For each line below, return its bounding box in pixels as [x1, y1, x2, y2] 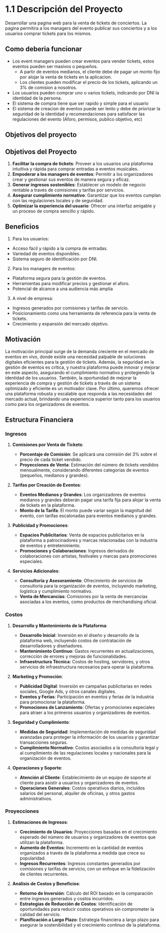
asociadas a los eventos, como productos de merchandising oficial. [19, 599, 158, 605]
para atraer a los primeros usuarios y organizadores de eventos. [19, 709, 151, 715]
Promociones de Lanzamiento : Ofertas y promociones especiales [19, 704, 155, 710]
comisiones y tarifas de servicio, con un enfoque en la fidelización [19, 865, 155, 871]
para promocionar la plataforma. [19, 699, 86, 705]
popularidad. [19, 855, 46, 861]
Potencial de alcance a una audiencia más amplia [12, 286, 113, 292]
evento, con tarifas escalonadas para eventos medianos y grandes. [19, 513, 157, 519]
